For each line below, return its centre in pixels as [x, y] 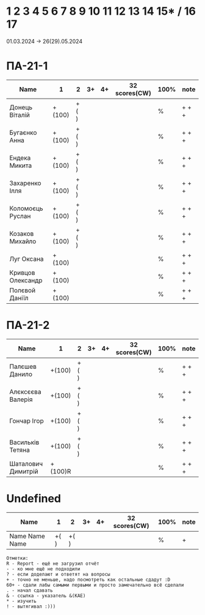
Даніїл [19, 298]
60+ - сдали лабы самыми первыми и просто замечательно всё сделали [95, 585]
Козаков [22, 233]
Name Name [27, 536]
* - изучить [21, 601]
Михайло [23, 241]
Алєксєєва [25, 391]
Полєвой [22, 290]
